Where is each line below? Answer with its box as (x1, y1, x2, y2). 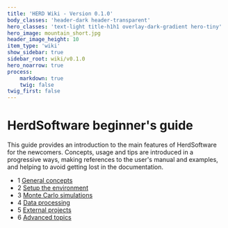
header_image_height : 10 (7, 36, 79, 43)
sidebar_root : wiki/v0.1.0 (7, 56, 85, 63)
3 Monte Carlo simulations (17, 191, 93, 199)
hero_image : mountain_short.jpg (7, 29, 101, 37)
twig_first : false (7, 88, 60, 95)
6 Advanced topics (17, 213, 72, 222)
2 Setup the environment (17, 184, 89, 192)
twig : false (19, 81, 54, 88)
